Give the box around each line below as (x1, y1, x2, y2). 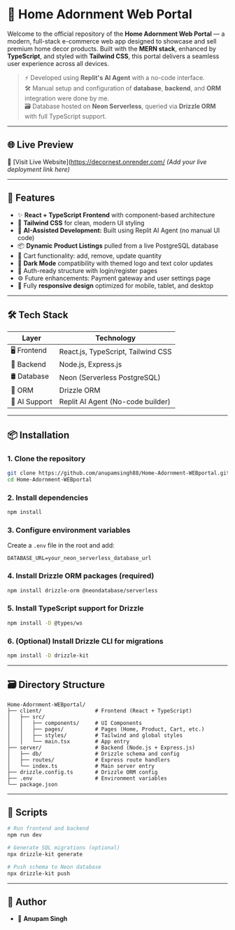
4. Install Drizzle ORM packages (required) (7, 571, 155, 581)
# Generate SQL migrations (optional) (7, 844, 120, 851)
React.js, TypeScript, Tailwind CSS (59, 347, 173, 357)
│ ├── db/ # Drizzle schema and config (7, 750, 180, 757)
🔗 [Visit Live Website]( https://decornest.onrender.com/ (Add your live (7, 157, 208, 166)
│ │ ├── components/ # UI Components (7, 719, 142, 726)
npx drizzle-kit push (7, 870, 71, 877)
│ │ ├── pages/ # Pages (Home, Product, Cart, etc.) (7, 726, 205, 733)
